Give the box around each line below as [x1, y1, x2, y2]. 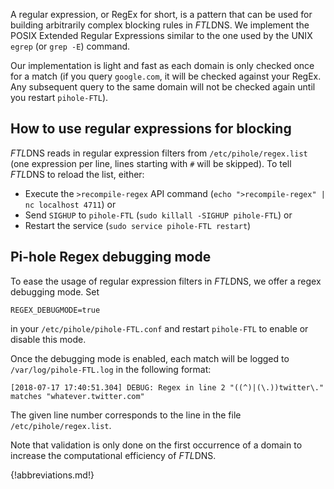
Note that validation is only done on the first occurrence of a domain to [10, 439, 303, 451]
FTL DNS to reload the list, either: [10, 168, 145, 180]
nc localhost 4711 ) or [24, 198, 117, 210]
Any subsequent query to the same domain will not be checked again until [10, 81, 316, 93]
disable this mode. [10, 333, 87, 345]
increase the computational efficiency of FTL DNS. [10, 449, 217, 461]
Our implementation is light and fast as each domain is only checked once [10, 60, 315, 71]
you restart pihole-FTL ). [10, 92, 109, 103]
